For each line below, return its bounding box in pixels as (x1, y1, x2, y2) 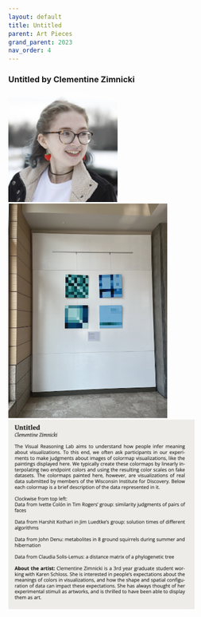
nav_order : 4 (8, 46, 52, 55)
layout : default (8, 13, 62, 21)
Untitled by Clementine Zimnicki (8, 74, 135, 85)
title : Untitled (8, 21, 62, 30)
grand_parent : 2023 (8, 38, 73, 46)
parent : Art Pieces (8, 30, 73, 38)
